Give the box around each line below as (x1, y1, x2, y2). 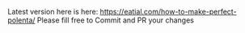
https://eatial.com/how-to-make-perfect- (99, 7, 237, 16)
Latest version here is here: (7, 7, 99, 16)
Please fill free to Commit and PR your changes (36, 15, 195, 25)
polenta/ (7, 15, 36, 25)
